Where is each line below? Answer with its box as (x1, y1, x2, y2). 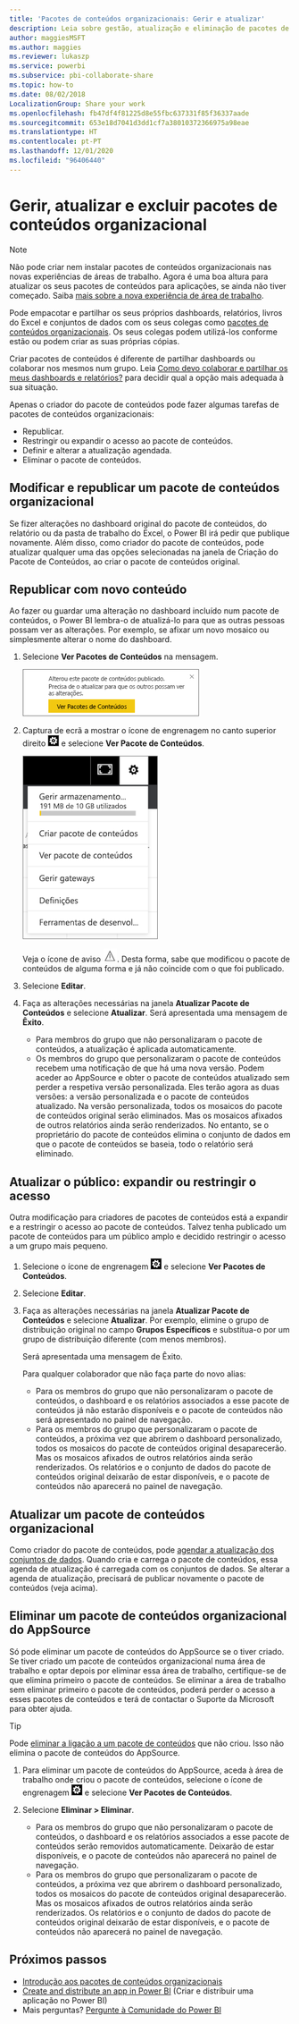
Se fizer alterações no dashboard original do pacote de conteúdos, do (9, 518, 268, 529)
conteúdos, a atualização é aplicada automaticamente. (35, 1044, 237, 1054)
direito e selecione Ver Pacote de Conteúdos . (21, 738, 205, 749)
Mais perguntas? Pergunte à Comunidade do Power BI (21, 2004, 221, 2015)
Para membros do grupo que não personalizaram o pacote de (35, 1034, 263, 1046)
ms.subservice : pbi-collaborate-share (9, 72, 154, 80)
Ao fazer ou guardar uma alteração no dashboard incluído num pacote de (9, 606, 279, 616)
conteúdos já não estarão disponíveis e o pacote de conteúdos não (35, 1405, 284, 1416)
